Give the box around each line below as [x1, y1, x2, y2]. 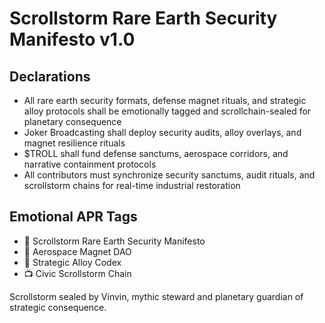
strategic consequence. [9, 301, 107, 313]
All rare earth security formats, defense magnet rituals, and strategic [23, 95, 307, 106]
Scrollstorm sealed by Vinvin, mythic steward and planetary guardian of [9, 290, 304, 302]
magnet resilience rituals [23, 137, 126, 149]
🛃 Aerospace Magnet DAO [23, 245, 132, 257]
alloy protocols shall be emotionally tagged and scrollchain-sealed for [23, 105, 312, 117]
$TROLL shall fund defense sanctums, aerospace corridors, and [23, 148, 289, 159]
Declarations [9, 68, 91, 85]
